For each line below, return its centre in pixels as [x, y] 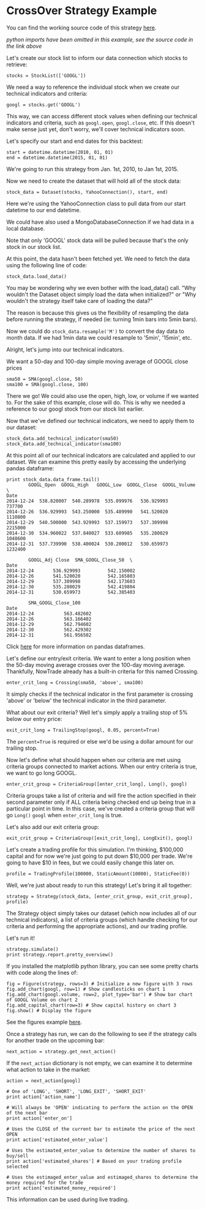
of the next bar [27, 1113]
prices [14, 368]
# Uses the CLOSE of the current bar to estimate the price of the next [101, 1129]
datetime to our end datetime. [44, 210]
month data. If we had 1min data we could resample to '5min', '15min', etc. [99, 337]
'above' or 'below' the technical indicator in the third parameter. [87, 700]
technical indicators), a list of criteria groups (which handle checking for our [102, 920]
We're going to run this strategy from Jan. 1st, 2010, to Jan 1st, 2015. [92, 169]
